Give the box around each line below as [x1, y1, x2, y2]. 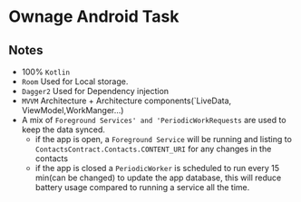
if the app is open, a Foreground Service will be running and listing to [34, 134, 292, 144]
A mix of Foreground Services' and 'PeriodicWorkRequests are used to [21, 115, 286, 125]
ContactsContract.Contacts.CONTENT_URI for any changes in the [34, 143, 272, 154]
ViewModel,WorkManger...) [21, 105, 124, 115]
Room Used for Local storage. [21, 76, 129, 87]
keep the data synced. [21, 124, 106, 135]
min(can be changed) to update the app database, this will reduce [34, 172, 282, 183]
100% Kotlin [21, 66, 70, 77]
